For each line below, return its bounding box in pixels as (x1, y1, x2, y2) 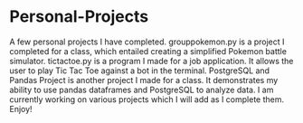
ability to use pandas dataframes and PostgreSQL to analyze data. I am (9, 84, 274, 95)
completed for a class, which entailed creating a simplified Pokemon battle (9, 45, 288, 56)
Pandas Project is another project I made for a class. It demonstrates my (9, 74, 279, 85)
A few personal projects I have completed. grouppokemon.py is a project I (9, 36, 285, 47)
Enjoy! (9, 103, 33, 114)
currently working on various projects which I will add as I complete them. (9, 93, 285, 105)
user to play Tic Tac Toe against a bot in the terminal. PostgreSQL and (9, 65, 270, 76)
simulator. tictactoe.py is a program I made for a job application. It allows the (9, 55, 294, 66)
